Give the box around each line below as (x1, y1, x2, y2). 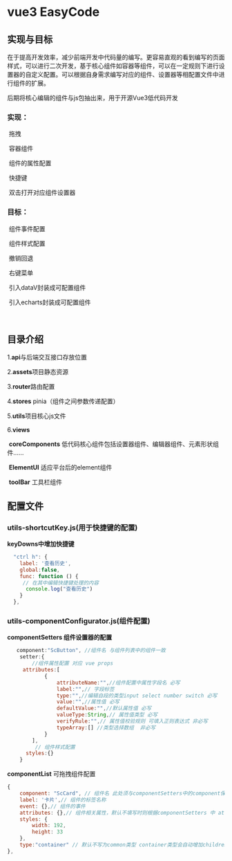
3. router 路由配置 (7, 382, 55, 391)
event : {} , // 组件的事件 (19, 803, 86, 810)
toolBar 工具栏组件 (8, 478, 62, 486)
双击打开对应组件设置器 (8, 188, 76, 197)
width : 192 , (32, 822, 67, 829)
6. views (7, 426, 30, 434)
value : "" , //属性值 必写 (56, 698, 119, 705)
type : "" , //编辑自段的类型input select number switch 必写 (56, 692, 217, 699)
